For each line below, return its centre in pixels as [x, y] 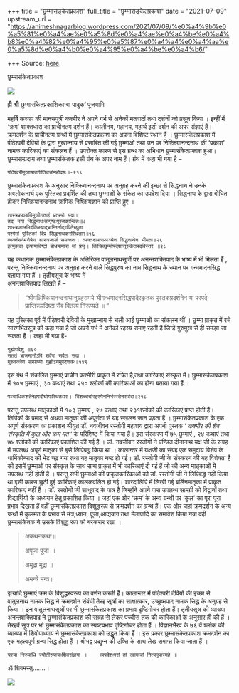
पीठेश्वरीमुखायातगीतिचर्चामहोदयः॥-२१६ [45, 172]
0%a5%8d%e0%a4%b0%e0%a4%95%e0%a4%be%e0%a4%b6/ [106, 49]
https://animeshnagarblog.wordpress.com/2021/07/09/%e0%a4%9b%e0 [118, 26]
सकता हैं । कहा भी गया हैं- [37, 336]
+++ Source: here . [34, 63]
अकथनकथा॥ [40, 536]
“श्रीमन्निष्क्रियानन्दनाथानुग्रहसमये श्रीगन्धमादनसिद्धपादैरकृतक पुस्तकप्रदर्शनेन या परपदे [116, 298]
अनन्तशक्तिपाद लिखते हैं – [37, 283]
